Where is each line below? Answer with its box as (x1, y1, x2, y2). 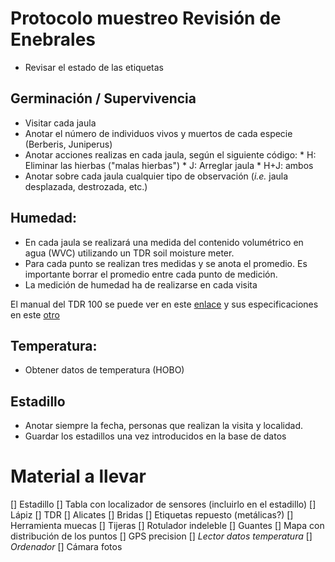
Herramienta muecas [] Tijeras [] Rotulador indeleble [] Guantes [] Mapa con (10, 520, 325, 532)
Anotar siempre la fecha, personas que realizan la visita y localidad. (24, 420, 304, 432)
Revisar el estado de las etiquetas (24, 61, 164, 73)
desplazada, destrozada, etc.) (24, 180, 148, 192)
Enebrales (10, 28, 96, 51)
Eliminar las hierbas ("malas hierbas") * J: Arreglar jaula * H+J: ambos (24, 159, 314, 171)
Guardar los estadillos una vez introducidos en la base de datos (24, 430, 287, 442)
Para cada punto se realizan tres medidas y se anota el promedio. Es (24, 257, 308, 269)
